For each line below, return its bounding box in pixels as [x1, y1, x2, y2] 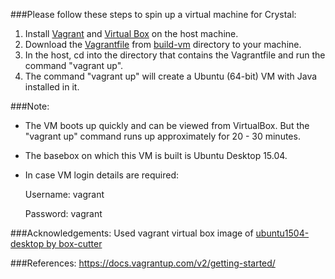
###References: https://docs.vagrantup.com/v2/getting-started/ [10, 257, 276, 269]
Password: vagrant [24, 208, 103, 219]
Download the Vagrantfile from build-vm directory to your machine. [24, 39, 302, 50]
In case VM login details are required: [24, 169, 180, 181]
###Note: [10, 100, 50, 112]
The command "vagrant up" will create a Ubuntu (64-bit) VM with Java [24, 70, 318, 82]
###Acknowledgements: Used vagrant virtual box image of [10, 227, 254, 239]
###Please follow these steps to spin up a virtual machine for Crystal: [10, 9, 297, 20]
